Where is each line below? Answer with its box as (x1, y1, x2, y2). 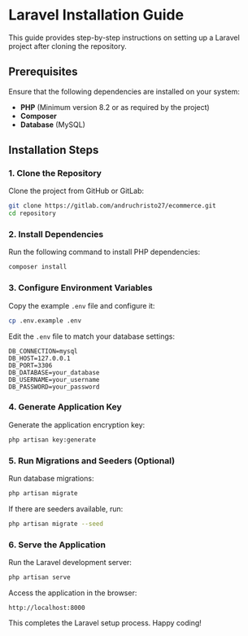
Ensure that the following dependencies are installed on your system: (8, 86, 240, 96)
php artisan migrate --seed (8, 520, 104, 528)
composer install (8, 263, 67, 271)
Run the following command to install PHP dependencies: (8, 247, 201, 257)
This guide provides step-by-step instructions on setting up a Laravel (8, 33, 240, 42)
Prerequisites (8, 65, 78, 79)
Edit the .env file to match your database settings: (8, 331, 175, 341)
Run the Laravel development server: (8, 558, 133, 568)
